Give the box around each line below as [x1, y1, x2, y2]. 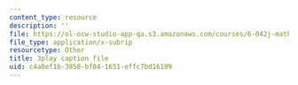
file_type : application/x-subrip [9, 37, 133, 47]
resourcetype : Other [9, 46, 86, 55]
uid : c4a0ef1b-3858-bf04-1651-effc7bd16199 [9, 63, 173, 72]
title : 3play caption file [9, 54, 109, 63]
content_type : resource [9, 12, 98, 22]
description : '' [9, 21, 69, 30]
